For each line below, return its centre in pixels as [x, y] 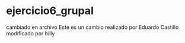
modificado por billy [31, 33]
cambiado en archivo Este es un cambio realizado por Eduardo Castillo [92, 27]
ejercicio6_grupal [50, 11]
